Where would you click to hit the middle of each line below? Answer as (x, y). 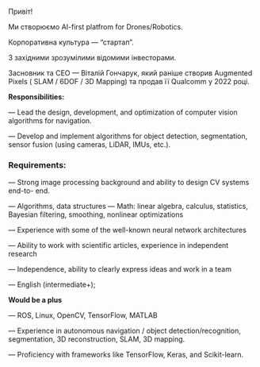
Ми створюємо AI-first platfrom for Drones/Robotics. (96, 27)
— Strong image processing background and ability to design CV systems (129, 183)
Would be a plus (35, 300)
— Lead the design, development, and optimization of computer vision (123, 112)
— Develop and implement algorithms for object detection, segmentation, (128, 136)
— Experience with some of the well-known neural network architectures (128, 230)
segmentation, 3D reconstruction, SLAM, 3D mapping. (97, 339)
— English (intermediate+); (52, 284)
